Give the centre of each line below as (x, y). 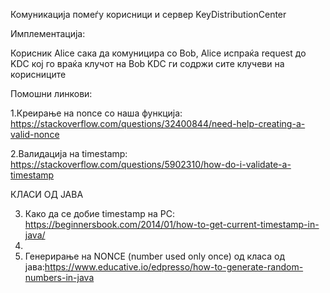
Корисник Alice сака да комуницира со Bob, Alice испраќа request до (158, 53)
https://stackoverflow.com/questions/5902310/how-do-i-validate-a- (151, 164)
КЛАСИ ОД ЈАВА (47, 194)
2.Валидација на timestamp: (69, 153)
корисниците (38, 74)
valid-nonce (35, 134)
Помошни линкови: (51, 93)
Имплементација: (48, 33)
